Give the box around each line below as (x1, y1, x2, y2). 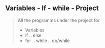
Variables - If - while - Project (5, 4, 99, 12)
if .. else (25, 32, 42, 38)
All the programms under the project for (17, 17, 100, 23)
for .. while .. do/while (25, 37, 70, 43)
